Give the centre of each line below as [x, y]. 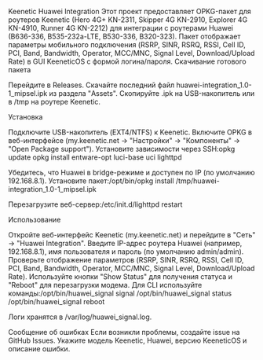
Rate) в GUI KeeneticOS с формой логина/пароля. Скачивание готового [127, 61]
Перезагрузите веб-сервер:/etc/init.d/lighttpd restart [95, 204]
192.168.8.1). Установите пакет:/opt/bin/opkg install [91, 181]
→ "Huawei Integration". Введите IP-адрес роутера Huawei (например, [125, 243]
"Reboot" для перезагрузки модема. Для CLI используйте [105, 285]
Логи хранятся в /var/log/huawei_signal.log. [80, 317]
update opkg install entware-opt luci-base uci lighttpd [95, 157]
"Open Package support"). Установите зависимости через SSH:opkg [122, 149]
